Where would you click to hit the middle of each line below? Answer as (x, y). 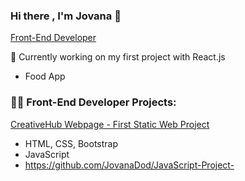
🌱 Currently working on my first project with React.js (118, 57)
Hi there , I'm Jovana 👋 (66, 16)
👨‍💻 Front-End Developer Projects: (93, 102)
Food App (45, 76)
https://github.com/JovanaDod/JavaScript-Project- (129, 165)
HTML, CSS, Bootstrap (71, 143)
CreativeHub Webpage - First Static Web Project (110, 124)
